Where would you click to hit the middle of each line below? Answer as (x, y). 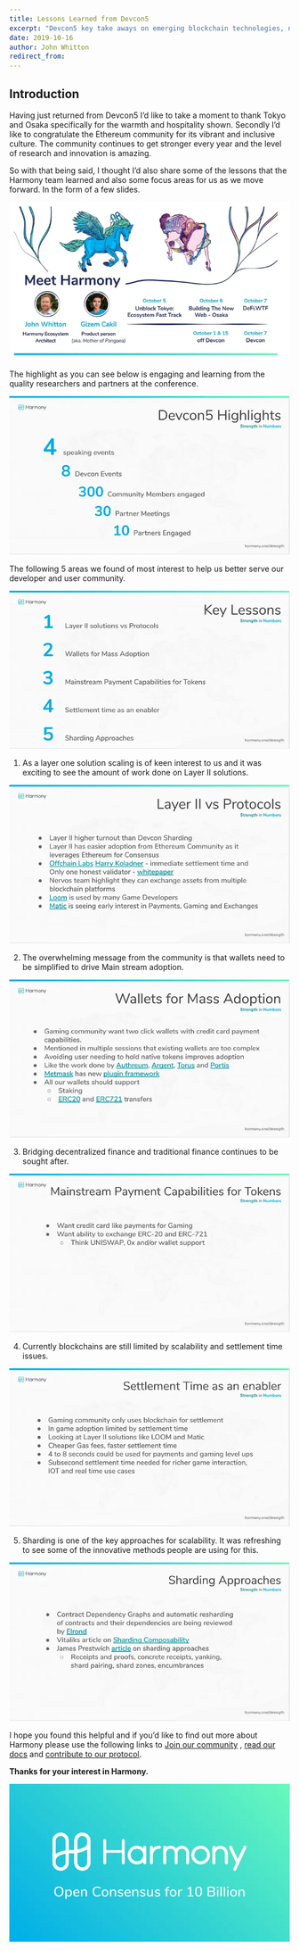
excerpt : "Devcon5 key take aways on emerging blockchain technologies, (147, 28)
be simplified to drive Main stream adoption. (103, 967)
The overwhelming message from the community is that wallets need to (154, 957)
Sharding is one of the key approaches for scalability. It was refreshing (152, 1540)
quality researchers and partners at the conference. (104, 384)
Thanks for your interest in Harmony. (79, 1771)
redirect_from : (37, 57)
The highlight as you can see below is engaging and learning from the (137, 374)
